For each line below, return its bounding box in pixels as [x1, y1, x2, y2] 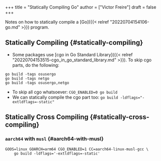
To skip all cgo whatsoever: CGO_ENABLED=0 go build [12, 89, 118, 95]
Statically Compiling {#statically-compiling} [5, 39, 143, 47]
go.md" [5, 24, 21, 30]
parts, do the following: [12, 62, 60, 68]
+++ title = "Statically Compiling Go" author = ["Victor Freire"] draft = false [5, 4, 157, 10]
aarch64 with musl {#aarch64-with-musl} [5, 135, 104, 142]
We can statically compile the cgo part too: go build [12, 94, 118, 100]
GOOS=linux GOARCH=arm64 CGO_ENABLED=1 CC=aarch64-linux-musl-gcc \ [5, 147, 149, 152]
